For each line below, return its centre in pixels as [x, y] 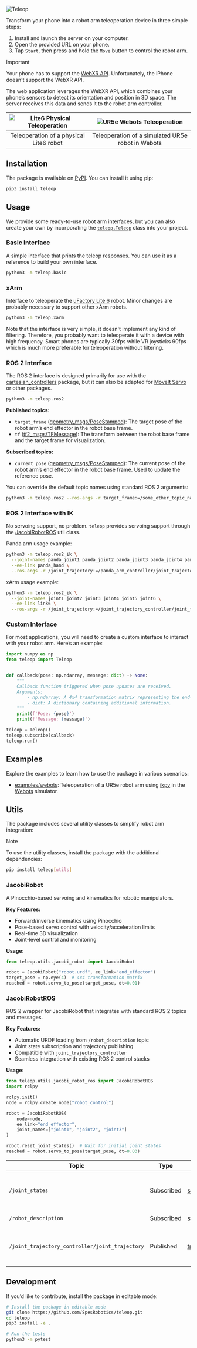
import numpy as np [30, 654]
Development [31, 1282]
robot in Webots [140, 143]
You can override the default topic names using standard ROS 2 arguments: [97, 487]
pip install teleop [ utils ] [39, 870]
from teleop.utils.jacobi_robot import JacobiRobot [70, 962]
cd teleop [18, 1318]
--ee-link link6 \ [34, 604]
